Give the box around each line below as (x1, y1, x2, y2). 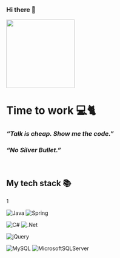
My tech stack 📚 (6, 178, 72, 189)
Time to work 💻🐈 (6, 103, 96, 117)
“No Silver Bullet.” (6, 146, 62, 155)
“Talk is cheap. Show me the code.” (6, 130, 114, 138)
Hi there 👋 (6, 5, 36, 14)
